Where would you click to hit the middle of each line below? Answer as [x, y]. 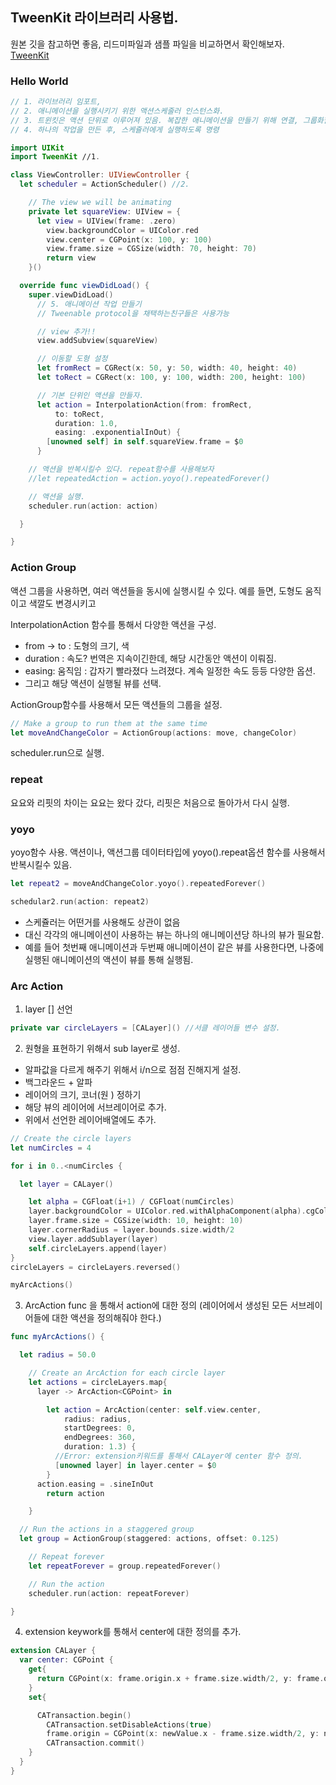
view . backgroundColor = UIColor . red [122, 230]
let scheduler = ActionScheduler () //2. [104, 184]
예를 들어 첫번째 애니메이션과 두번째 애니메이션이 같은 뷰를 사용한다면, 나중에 [174, 947]
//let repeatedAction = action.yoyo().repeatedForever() [149, 478]
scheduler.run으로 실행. [57, 753]
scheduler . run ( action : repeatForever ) [109, 1593]
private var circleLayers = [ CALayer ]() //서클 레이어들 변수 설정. [145, 1028]
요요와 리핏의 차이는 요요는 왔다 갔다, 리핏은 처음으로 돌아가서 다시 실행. [150, 802]
